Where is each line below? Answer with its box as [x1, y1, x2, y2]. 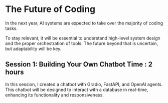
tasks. [5, 25, 18, 31]
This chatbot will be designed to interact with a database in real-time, [5, 86, 148, 92]
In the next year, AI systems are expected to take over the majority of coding [5, 20, 163, 26]
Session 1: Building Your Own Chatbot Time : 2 [5, 60, 153, 68]
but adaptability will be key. [5, 45, 62, 51]
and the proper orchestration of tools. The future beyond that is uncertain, [5, 40, 158, 46]
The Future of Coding [5, 3, 96, 15]
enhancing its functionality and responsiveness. [5, 91, 104, 98]
